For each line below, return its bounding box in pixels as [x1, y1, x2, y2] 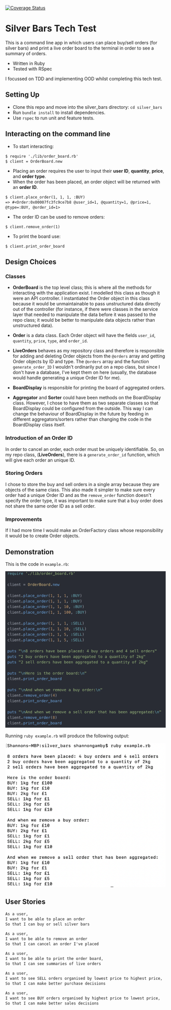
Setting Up [5, 90, 40, 99]
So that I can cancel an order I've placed [5, 942, 99, 947]
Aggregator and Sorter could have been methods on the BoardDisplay [12, 395, 161, 401]
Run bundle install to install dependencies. [12, 109, 106, 115]
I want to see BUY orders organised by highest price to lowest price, [5, 996, 160, 1001]
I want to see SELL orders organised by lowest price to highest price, [5, 976, 163, 981]
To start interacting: [12, 143, 54, 149]
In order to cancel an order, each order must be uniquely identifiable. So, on [5, 446, 164, 452]
